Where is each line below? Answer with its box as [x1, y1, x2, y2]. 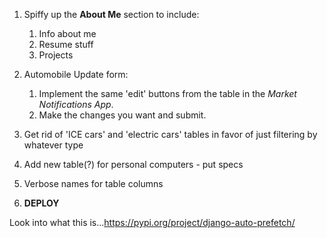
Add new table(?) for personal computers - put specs [23, 159, 244, 170]
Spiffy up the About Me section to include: [23, 9, 200, 20]
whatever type [23, 139, 84, 151]
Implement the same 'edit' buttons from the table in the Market [38, 88, 297, 99]
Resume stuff [38, 39, 94, 50]
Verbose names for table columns [23, 178, 164, 189]
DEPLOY [23, 197, 60, 209]
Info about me [38, 28, 97, 39]
